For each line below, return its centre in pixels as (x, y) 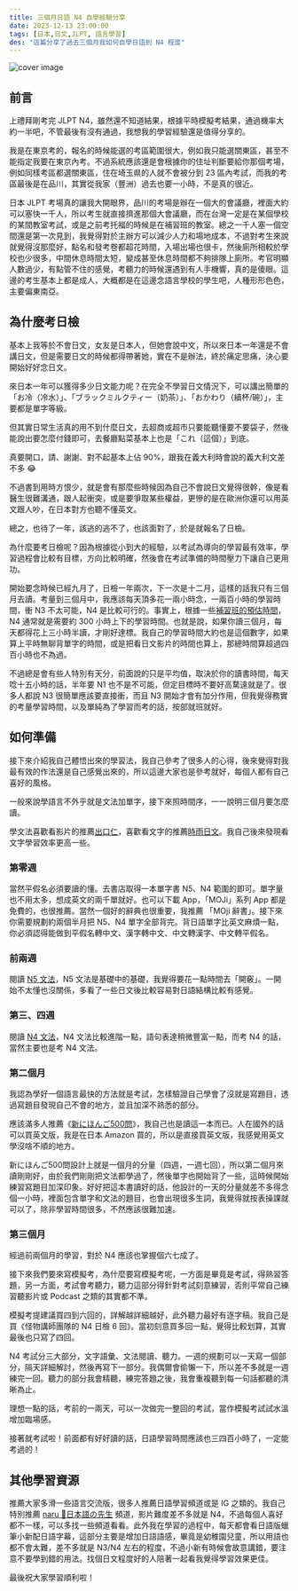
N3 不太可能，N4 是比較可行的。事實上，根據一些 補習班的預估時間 (156, 610)
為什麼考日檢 (44, 322)
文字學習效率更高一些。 (52, 842)
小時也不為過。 (44, 654)
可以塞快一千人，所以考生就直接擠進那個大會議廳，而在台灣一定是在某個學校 (149, 214)
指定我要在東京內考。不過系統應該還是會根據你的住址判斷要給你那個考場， (153, 161)
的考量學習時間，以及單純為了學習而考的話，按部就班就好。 (118, 706)
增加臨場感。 (32, 1420)
